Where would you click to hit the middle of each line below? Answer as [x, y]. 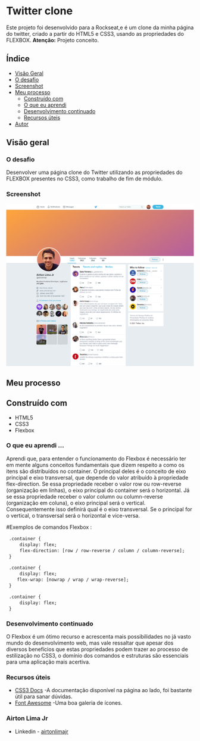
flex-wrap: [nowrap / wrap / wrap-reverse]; [73, 580]
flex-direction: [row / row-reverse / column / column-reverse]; [102, 550]
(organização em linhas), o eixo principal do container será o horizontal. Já [98, 490]
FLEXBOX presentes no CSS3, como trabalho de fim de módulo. [85, 179]
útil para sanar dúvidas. [43, 697]
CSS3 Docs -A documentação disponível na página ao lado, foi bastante [103, 690]
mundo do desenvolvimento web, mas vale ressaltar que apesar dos [90, 643]
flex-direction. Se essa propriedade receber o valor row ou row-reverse [94, 484]
